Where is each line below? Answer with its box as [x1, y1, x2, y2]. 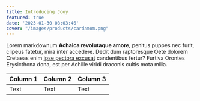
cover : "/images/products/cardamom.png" [6, 25, 109, 32]
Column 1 [9, 75, 38, 84]
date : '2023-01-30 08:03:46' [6, 20, 79, 26]
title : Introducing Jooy [6, 8, 68, 15]
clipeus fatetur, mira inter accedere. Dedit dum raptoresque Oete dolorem [6, 48, 188, 56]
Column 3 [77, 75, 106, 84]
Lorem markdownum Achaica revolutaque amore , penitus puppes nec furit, [6, 42, 195, 49]
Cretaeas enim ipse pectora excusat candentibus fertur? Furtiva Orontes [6, 54, 185, 62]
